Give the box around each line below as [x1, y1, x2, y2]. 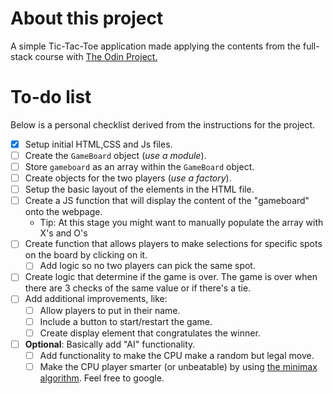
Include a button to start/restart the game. [39, 315, 213, 327]
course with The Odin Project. [34, 50, 158, 62]
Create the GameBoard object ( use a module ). [24, 149, 207, 161]
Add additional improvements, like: [24, 293, 168, 305]
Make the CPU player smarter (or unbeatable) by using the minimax [39, 360, 318, 372]
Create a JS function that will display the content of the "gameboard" [24, 195, 310, 207]
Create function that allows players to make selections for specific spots [24, 238, 323, 250]
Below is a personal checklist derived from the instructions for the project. [10, 118, 316, 131]
